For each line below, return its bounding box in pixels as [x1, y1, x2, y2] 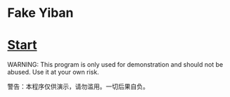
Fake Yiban [7, 5, 74, 21]
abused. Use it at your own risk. [7, 68, 100, 77]
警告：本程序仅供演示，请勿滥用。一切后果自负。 [7, 82, 149, 91]
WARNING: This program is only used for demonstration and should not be [7, 60, 224, 69]
